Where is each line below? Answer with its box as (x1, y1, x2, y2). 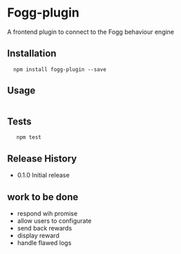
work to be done (7, 191, 79, 203)
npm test (16, 134, 41, 141)
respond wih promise (17, 209, 78, 217)
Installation (7, 48, 57, 59)
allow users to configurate (17, 217, 92, 225)
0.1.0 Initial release (17, 171, 70, 179)
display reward (17, 231, 60, 240)
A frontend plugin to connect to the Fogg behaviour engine (7, 28, 175, 36)
